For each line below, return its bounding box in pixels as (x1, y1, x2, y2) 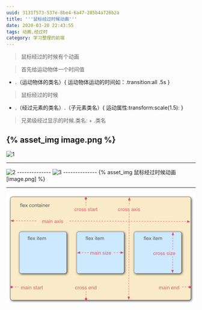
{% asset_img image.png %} (6, 135, 116, 145)
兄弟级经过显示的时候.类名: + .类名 (20, 117, 106, 124)
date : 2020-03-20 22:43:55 (6, 22, 74, 28)
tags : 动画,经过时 (6, 29, 48, 35)
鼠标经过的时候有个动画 (20, 53, 79, 60)
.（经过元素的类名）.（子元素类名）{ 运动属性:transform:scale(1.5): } (14, 104, 184, 111)
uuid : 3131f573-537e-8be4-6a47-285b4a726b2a (6, 10, 120, 16)
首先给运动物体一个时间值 (20, 66, 85, 73)
